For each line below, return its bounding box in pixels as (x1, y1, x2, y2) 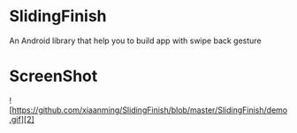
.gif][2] (9, 114, 35, 124)
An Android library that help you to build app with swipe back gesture (9, 35, 263, 46)
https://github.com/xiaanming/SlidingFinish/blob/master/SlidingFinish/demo (11, 104, 288, 115)
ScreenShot (9, 66, 98, 86)
